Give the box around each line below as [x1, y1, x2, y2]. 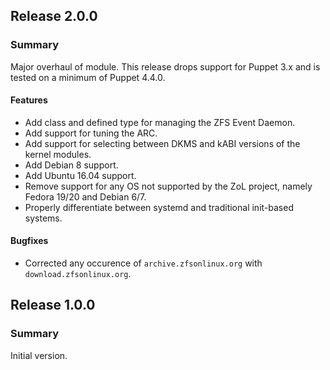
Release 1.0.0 [10, 297, 96, 314]
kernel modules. [24, 148, 92, 160]
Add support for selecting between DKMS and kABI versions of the [24, 137, 301, 149]
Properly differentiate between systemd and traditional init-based [24, 201, 294, 213]
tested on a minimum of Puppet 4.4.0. [10, 71, 166, 83]
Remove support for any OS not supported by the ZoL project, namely [24, 180, 313, 192]
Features [10, 94, 48, 106]
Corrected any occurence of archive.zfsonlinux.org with [24, 257, 263, 269]
